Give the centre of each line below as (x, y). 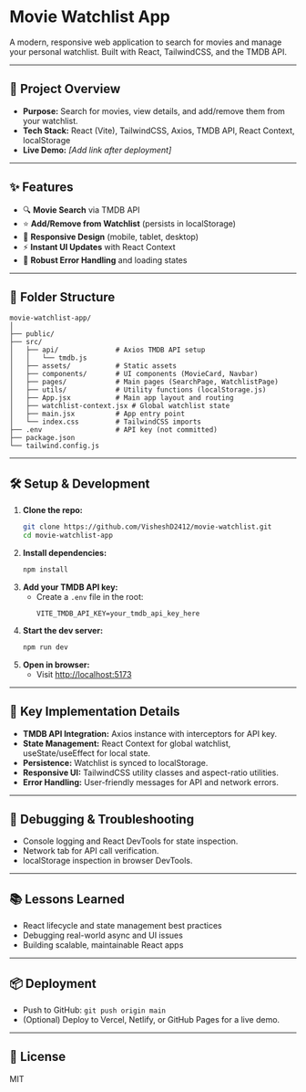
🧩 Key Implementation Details (95, 712)
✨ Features (41, 188)
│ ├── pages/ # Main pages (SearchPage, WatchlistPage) (144, 382)
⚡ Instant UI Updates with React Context (99, 247)
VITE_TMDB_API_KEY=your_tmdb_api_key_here (118, 614)
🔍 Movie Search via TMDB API (81, 210)
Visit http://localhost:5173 (84, 674)
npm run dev (45, 647)
